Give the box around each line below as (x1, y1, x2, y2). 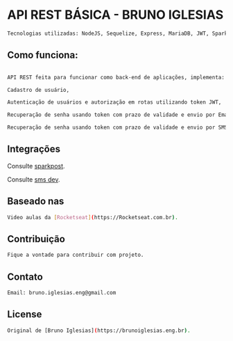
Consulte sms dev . (7, 175, 60, 184)
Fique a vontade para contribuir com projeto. (7, 251, 144, 259)
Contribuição (7, 233, 66, 245)
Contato (7, 271, 43, 283)
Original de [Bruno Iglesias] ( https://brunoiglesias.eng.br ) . (7, 327, 191, 334)
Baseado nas (7, 196, 64, 207)
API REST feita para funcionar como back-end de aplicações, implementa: (7, 74, 225, 81)
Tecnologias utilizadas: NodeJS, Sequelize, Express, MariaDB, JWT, (7, 30, 209, 37)
